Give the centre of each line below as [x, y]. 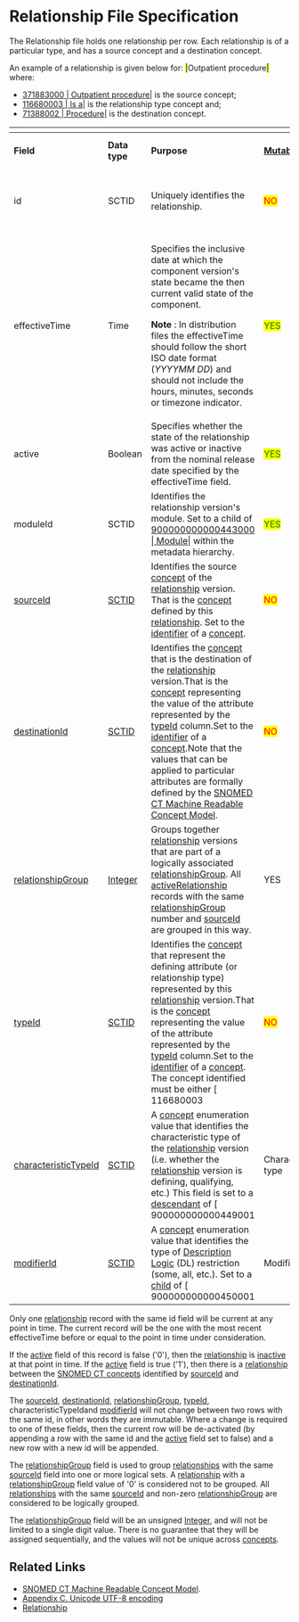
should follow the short [199, 347]
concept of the [182, 577]
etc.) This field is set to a [202, 1192]
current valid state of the [202, 293]
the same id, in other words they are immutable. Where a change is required [148, 1419]
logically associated [192, 862]
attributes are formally [197, 781]
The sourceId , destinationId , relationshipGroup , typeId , [109, 1400]
